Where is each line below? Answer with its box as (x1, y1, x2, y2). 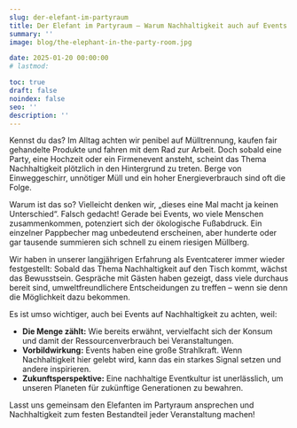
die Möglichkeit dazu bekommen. (9, 292, 131, 302)
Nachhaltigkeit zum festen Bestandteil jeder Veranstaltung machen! (9, 409, 255, 420)
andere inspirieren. (21, 364, 91, 375)
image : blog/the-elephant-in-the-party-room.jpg (9, 37, 192, 47)
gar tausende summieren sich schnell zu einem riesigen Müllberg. (9, 237, 250, 248)
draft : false (9, 86, 58, 95)
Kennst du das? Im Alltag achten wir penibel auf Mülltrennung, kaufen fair (9, 135, 277, 146)
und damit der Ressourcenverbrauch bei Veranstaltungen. (21, 336, 234, 346)
